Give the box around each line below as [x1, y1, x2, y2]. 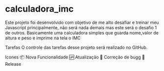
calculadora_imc [5, 3, 74, 15]
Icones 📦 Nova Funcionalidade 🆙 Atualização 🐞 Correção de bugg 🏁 [5, 54, 145, 60]
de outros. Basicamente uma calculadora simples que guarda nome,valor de [5, 30, 159, 35]
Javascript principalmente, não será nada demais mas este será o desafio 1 [5, 24, 157, 30]
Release [5, 61, 22, 67]
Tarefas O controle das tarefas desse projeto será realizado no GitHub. [5, 44, 148, 50]
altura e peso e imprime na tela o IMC [5, 35, 81, 41]
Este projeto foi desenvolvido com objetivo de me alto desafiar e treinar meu [5, 19, 159, 25]
